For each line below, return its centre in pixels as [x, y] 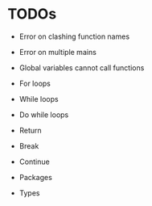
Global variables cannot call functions [82, 67]
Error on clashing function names [74, 36]
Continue [34, 162]
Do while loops [44, 115]
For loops [35, 83]
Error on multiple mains [58, 52]
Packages [36, 177]
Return [30, 130]
